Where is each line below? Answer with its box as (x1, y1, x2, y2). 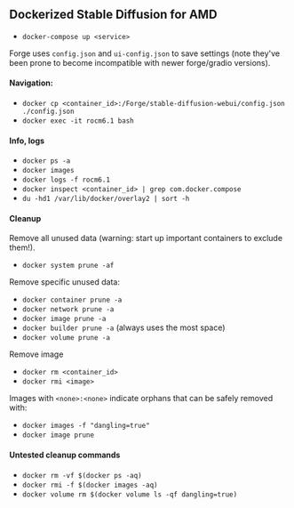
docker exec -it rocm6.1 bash (21, 117, 135, 125)
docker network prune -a (21, 305, 115, 314)
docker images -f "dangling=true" (21, 422, 150, 431)
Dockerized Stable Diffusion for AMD (9, 7, 218, 22)
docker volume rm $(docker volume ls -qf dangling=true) (21, 489, 238, 499)
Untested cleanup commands (9, 449, 121, 461)
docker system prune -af (21, 262, 115, 270)
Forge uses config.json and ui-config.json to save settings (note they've (9, 48, 281, 59)
